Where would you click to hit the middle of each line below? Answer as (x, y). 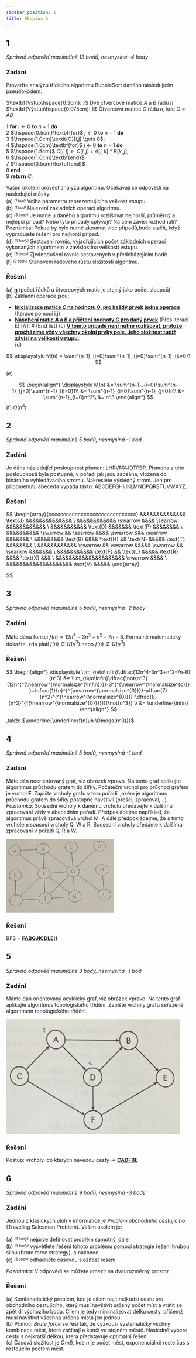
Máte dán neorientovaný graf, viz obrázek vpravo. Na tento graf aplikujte (94, 781)
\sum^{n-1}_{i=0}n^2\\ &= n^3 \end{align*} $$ (98, 397)
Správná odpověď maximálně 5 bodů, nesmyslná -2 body (76, 608)
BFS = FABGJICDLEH (32, 938)
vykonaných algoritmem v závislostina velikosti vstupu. (72, 247)
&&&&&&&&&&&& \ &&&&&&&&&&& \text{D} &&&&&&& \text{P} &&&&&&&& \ (94, 526)
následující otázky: (29, 194)
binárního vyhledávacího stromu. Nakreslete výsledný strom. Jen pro (89, 480)
